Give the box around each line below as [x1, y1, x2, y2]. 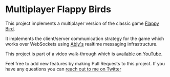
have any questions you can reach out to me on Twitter [5, 66, 121, 72]
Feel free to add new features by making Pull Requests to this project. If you [5, 60, 165, 66]
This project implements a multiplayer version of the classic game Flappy [5, 20, 160, 26]
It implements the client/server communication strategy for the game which [5, 35, 164, 42]
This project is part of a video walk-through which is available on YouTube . [5, 51, 163, 57]
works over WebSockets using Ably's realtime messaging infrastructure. [5, 41, 158, 47]
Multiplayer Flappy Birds [5, 4, 112, 15]
